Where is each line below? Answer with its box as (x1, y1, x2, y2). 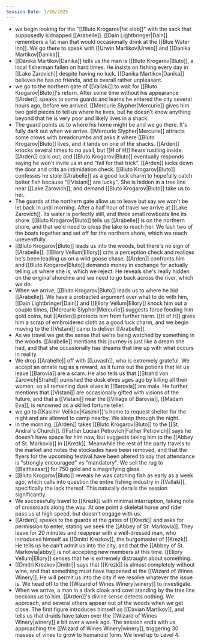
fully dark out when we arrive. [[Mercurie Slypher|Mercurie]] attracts (14, 127, 185, 134)
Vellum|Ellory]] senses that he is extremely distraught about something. (14, 555, 192, 562)
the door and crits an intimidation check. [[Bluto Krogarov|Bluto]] (14, 166, 175, 173)
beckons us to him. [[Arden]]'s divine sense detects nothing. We (14, 592, 174, 600)
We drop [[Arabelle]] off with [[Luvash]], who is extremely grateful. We (14, 357, 190, 364)
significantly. (14, 490, 47, 498)
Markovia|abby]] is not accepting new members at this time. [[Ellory (14, 548, 183, 555)
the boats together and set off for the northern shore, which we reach (14, 229, 187, 236)
